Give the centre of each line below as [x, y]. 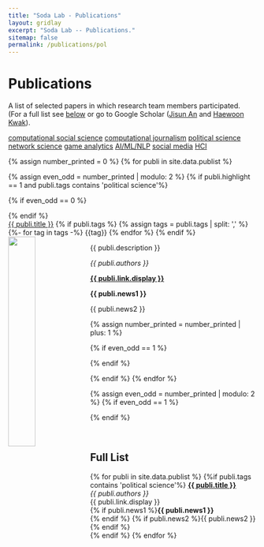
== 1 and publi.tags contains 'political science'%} [88, 185]
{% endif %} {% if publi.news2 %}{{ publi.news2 [169, 519]
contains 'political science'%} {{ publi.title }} [163, 485]
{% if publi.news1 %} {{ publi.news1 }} [152, 510]
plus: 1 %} [106, 333]
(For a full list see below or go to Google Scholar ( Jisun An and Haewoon [126, 114]
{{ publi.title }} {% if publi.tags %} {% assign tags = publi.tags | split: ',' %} [128, 224]
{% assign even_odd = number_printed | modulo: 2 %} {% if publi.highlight [129, 177]
